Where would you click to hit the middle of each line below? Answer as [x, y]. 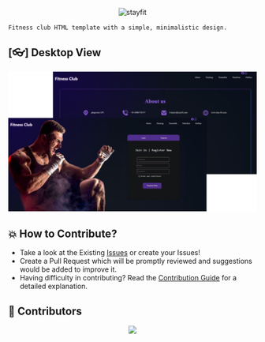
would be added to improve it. [68, 269]
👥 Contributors [45, 311]
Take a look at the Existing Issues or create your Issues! [110, 253]
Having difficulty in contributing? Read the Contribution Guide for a [128, 278]
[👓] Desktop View [55, 53]
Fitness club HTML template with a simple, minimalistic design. [118, 28]
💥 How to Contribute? [63, 233]
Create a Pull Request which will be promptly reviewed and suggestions [136, 261]
